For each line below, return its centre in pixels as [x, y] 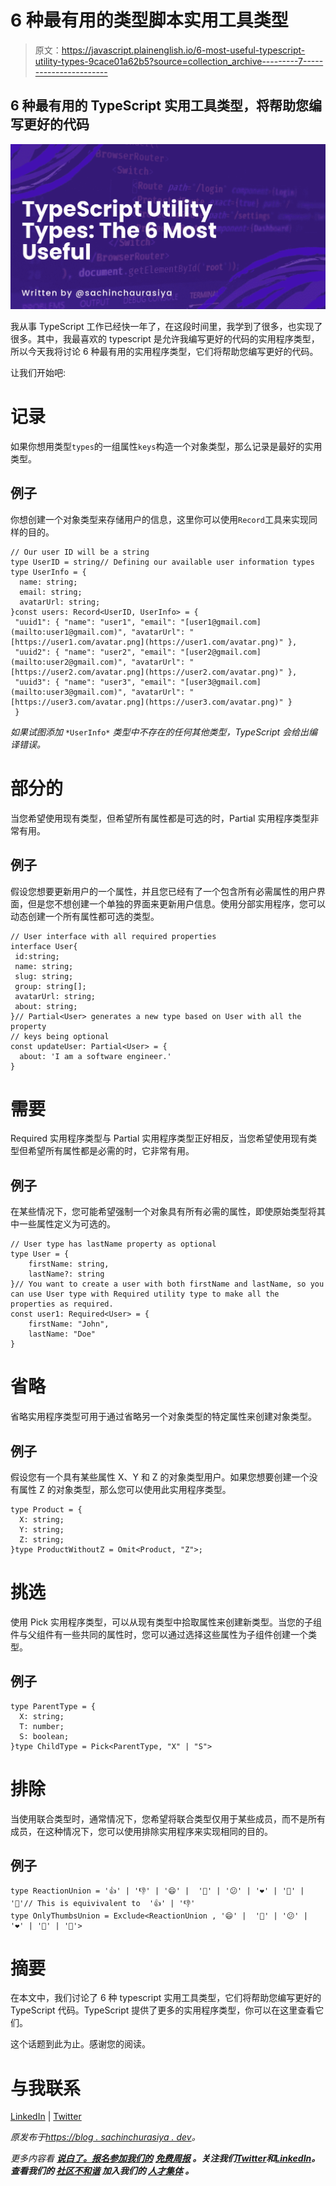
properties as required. [62, 1304]
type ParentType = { [53, 1706]
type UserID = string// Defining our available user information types [162, 562]
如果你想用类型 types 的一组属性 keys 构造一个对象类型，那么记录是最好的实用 [166, 446]
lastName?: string [66, 1274]
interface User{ [44, 946]
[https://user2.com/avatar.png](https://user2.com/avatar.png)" [147, 672]
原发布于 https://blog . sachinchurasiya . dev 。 [105, 2137]
